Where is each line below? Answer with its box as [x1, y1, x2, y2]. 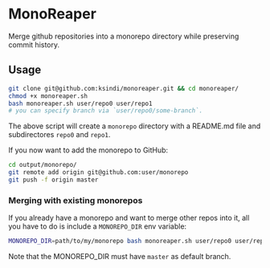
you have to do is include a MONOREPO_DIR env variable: [8, 221, 187, 231]
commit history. [8, 39, 60, 49]
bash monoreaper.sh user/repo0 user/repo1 [8, 99, 153, 108]
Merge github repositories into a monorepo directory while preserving [8, 31, 239, 41]
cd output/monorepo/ [8, 161, 78, 169]
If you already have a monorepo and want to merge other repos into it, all [8, 213, 250, 223]
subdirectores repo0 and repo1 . [8, 130, 111, 140]
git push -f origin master [8, 176, 99, 184]
